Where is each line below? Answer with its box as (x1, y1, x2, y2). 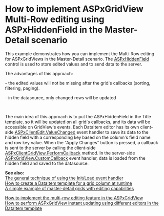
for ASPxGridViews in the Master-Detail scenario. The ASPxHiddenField (5, 56, 149, 62)
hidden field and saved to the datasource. (5, 160, 89, 166)
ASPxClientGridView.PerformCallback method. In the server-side (5, 150, 135, 156)
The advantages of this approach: (5, 70, 73, 76)
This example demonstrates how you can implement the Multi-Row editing (5, 50, 155, 57)
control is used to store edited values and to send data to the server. (5, 61, 143, 67)
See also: (5, 170, 24, 175)
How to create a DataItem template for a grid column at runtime (5, 180, 132, 186)
